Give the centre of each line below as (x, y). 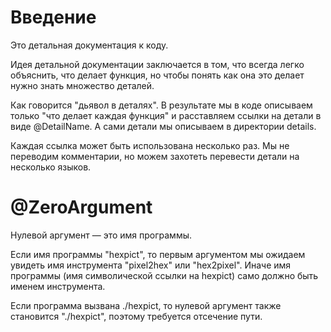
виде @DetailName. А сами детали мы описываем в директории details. (163, 126)
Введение (53, 17)
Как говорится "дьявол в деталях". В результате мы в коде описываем (161, 105)
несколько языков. (51, 167)
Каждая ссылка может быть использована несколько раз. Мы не (150, 145)
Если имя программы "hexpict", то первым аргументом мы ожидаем (158, 254)
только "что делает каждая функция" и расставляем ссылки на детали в (166, 115)
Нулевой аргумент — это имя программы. (101, 235)
